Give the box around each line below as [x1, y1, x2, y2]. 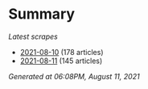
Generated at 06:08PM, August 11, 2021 [8, 71, 140, 81]
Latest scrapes [8, 32, 58, 41]
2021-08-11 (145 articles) [19, 56, 103, 66]
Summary [8, 5, 75, 23]
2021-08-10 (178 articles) [19, 47, 104, 57]
